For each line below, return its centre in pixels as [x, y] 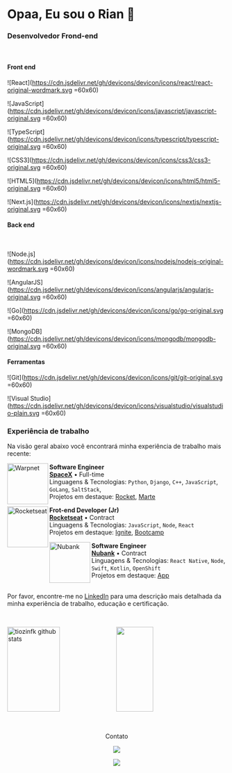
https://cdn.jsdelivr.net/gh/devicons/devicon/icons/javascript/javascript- [113, 111]
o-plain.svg [23, 413]
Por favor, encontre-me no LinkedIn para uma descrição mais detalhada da [115, 596]
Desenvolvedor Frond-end [53, 36]
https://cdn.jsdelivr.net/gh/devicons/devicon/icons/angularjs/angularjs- [111, 289]
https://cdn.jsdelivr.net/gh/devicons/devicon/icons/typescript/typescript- [114, 139]
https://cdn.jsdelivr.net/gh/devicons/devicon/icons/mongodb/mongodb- [113, 338]
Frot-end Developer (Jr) [84, 510]
